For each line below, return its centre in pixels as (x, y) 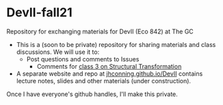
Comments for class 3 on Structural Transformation (109, 66)
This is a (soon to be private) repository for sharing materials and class (116, 44)
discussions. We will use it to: (58, 52)
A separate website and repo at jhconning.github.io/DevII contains (109, 74)
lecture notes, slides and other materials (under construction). (104, 80)
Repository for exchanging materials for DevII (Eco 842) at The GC (100, 31)
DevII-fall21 (39, 13)
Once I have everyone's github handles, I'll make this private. (92, 94)
